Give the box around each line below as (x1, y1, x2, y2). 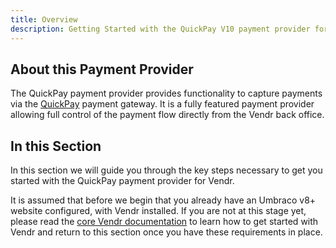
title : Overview (10, 14, 78, 25)
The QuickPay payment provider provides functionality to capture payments (10, 87, 323, 100)
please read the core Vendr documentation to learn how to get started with (10, 216, 319, 228)
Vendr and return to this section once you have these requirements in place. (10, 226, 323, 238)
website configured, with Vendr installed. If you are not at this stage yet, (10, 205, 307, 217)
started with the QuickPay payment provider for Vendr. (10, 175, 235, 187)
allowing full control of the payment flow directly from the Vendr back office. (10, 109, 325, 121)
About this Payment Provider (10, 61, 194, 78)
